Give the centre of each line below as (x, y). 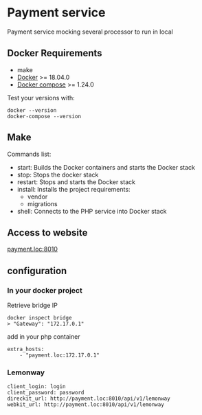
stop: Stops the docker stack (58, 175)
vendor (37, 197)
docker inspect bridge (40, 318)
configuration (37, 270)
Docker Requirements (55, 53)
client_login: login (37, 387)
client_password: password (46, 393)
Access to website (47, 233)
